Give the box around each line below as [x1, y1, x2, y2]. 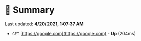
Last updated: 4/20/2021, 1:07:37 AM [5, 21, 84, 27]
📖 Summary [5, 4, 55, 16]
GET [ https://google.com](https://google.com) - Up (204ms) [12, 30, 136, 36]
